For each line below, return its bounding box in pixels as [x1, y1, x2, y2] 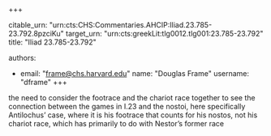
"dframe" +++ [19, 78, 67, 87]
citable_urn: [8, 20, 48, 29]
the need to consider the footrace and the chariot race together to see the [8, 93, 256, 102]
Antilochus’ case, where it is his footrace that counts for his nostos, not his [8, 110, 258, 120]
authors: [8, 53, 37, 62]
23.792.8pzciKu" [8, 29, 65, 38]
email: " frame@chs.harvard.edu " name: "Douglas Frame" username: [19, 69, 250, 78]
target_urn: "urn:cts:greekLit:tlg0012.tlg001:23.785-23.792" [66, 29, 264, 38]
